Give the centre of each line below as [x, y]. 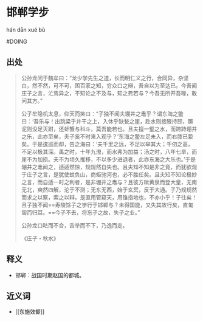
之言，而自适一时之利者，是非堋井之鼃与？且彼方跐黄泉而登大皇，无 [106, 182]
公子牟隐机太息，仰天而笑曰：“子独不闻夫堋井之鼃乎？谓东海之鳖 [102, 114]
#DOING [17, 41]
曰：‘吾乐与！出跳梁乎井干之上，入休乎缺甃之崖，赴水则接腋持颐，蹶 [107, 121]
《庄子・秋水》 [40, 238]
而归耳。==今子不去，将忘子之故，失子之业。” [83, 212]
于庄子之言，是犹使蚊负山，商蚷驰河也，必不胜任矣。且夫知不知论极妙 [109, 174]
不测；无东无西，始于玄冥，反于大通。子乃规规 [133, 190]
